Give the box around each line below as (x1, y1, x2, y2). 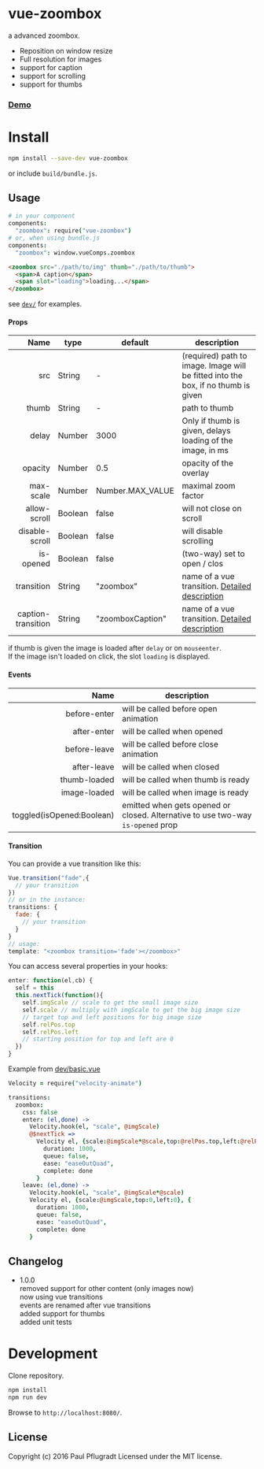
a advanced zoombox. (8, 31, 80, 40)
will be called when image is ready (121, 787, 249, 798)
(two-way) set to (181, 548, 245, 559)
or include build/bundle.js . (8, 169, 98, 178)
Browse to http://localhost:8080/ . (8, 1408, 123, 1417)
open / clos (181, 558, 224, 569)
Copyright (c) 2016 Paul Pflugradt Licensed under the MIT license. (8, 1451, 222, 1461)
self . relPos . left (22, 1028, 79, 1036)
